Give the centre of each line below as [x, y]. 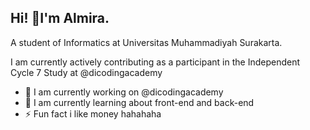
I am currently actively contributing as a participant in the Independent [155, 62]
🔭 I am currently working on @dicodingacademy [124, 92]
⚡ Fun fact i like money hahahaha [93, 113]
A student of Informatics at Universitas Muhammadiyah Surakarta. [146, 42]
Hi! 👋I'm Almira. [60, 18]
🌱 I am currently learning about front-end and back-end [139, 102]
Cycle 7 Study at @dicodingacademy [86, 72]
